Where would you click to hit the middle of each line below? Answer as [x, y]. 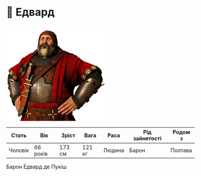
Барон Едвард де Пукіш [36, 167]
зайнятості [147, 138]
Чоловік [19, 150]
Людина [114, 150]
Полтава [181, 150]
